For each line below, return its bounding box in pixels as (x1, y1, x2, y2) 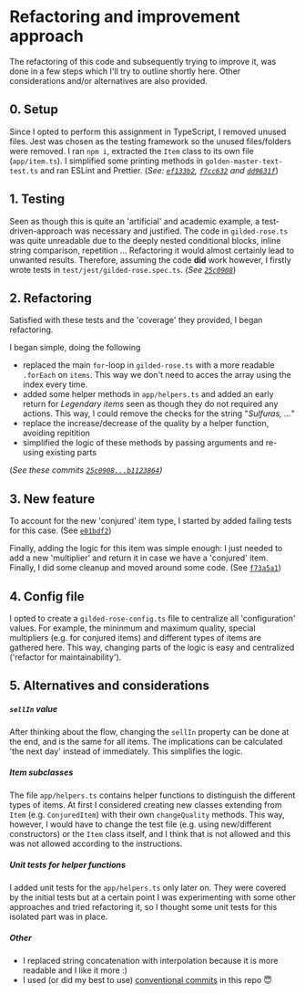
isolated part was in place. (9, 911, 108, 923)
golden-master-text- (205, 157, 284, 166)
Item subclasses (9, 767, 74, 778)
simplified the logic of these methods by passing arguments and (22, 437, 264, 448)
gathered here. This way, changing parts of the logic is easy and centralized (9, 642, 295, 653)
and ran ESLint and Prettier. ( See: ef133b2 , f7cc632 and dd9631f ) (40, 164, 280, 175)
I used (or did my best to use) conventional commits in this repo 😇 (22, 975, 273, 986)
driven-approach (9, 225, 73, 236)
